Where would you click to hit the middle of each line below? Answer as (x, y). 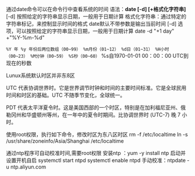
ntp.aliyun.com (29, 167)
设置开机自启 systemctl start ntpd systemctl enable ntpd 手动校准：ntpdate (96, 160)
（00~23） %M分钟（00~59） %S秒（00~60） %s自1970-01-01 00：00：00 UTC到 (97, 56)
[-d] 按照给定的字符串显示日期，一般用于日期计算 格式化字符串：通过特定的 (96, 16)
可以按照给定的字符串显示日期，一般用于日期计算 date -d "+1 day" (95, 31)
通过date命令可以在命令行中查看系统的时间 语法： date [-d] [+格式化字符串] (96, 9)
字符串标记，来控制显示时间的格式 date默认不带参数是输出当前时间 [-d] (91, 24)
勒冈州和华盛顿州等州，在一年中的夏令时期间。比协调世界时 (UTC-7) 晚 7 (93, 115)
